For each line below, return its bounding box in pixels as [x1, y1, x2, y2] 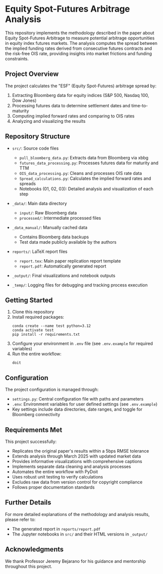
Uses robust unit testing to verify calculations [12, 474, 103, 479]
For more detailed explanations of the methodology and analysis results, [5, 511, 150, 517]
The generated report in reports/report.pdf [12, 526, 101, 532]
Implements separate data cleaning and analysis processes [12, 464, 131, 469]
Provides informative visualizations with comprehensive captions [12, 459, 143, 464]
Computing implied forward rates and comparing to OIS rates [12, 113, 135, 119]
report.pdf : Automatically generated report [19, 263, 107, 269]
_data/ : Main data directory [12, 200, 67, 206]
